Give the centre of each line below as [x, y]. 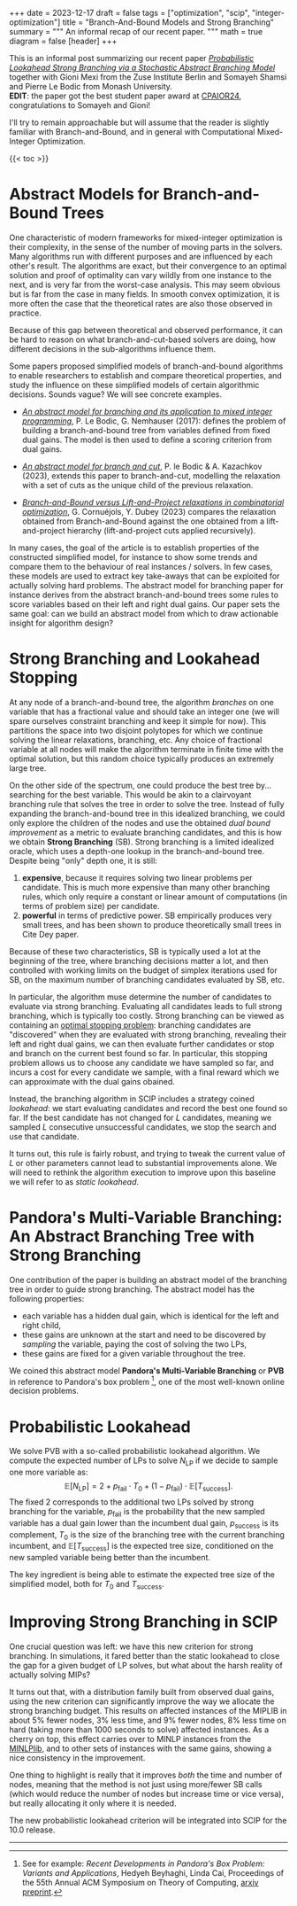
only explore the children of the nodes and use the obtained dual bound [140, 822]
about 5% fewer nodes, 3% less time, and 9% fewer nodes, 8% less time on [148, 1720]
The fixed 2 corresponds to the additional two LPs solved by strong [132, 1502]
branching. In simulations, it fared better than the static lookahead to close [145, 1655]
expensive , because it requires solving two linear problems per [137, 877]
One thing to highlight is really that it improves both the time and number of [146, 1775]
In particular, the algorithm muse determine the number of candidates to [141, 997]
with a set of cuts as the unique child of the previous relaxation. [137, 485]
